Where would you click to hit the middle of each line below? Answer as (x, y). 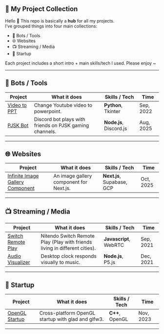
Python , (113, 105)
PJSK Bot (18, 125)
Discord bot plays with (60, 119)
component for (71, 182)
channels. (45, 131)
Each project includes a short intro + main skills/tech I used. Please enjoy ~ (81, 63)
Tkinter (112, 111)
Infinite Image (23, 176)
